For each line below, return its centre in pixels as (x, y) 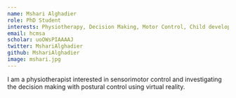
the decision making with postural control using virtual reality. (96, 86)
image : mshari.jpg (34, 59)
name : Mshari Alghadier (42, 14)
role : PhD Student (34, 20)
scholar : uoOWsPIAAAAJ (40, 40)
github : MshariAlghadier (44, 53)
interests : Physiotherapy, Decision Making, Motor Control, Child (106, 27)
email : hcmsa (26, 33)
